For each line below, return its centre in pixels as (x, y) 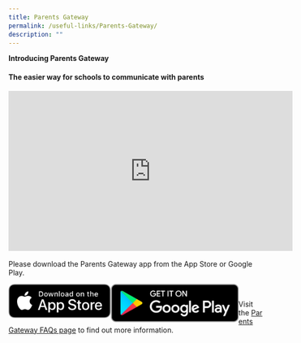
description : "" (36, 34)
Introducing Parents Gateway (59, 59)
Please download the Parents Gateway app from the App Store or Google (131, 263)
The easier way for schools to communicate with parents (106, 76)
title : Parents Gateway (49, 17)
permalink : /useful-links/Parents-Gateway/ (83, 26)
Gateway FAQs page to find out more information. (91, 330)
